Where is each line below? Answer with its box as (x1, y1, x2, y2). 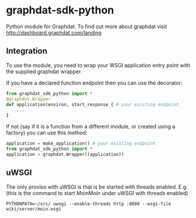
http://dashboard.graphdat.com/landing (6, 29, 102, 36)
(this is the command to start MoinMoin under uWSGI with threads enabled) (6, 189, 188, 196)
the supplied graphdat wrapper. (6, 68, 82, 75)
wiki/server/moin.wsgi (6, 206, 61, 212)
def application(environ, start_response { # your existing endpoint (6, 101, 180, 107)
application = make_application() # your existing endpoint (6, 141, 156, 147)
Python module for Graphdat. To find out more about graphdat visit (6, 23, 167, 30)
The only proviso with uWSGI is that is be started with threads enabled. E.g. (6, 183, 188, 190)
